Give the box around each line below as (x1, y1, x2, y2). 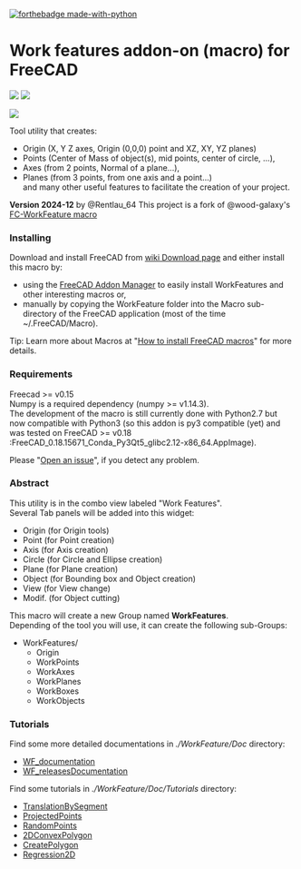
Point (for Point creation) (22, 534, 115, 545)
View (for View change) (22, 582, 112, 594)
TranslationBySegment (22, 801, 108, 812)
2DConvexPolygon (22, 830, 92, 841)
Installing (9, 232, 52, 244)
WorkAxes (35, 666, 75, 676)
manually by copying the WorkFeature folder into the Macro (22, 299, 246, 310)
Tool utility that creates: (9, 125, 98, 136)
